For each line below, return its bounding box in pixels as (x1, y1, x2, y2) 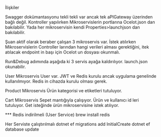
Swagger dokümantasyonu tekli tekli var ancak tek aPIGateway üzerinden (5, 14, 153, 19)
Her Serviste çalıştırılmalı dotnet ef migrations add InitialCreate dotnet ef (5, 121, 150, 127)
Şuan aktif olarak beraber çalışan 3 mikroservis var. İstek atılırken (5, 39, 136, 45)
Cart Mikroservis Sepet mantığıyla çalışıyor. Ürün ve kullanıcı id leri (5, 97, 139, 103)
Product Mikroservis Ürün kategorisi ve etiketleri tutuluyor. (5, 88, 122, 93)
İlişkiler (5, 5, 20, 10)
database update (5, 126, 39, 132)
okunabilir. (5, 64, 26, 69)
